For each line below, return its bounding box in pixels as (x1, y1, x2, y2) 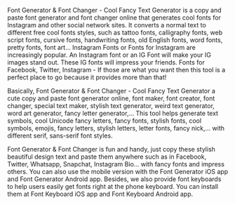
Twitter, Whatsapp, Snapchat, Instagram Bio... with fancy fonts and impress (7, 160, 224, 168)
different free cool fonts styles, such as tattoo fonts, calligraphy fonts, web (7, 28, 223, 37)
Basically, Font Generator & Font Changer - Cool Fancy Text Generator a (7, 87, 216, 95)
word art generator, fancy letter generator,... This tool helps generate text (7, 109, 219, 117)
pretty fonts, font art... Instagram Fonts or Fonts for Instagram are (7, 44, 196, 51)
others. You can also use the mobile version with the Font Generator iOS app (7, 168, 229, 176)
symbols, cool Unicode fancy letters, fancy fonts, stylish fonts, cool (7, 117, 202, 125)
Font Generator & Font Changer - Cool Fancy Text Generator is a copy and (7, 6, 222, 14)
